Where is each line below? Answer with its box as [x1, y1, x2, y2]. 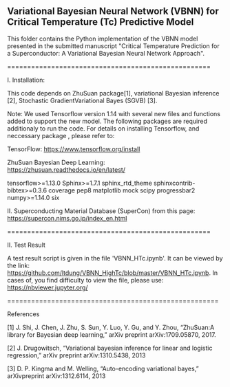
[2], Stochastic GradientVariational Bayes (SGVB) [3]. [7, 96, 158, 104]
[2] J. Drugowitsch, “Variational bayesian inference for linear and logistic [7, 344, 213, 352]
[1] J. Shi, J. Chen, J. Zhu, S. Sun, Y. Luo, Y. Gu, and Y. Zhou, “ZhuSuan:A [7, 323, 215, 331]
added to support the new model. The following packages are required [7, 117, 208, 125]
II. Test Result [7, 241, 46, 249]
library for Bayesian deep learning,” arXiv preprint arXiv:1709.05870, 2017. [7, 330, 217, 339]
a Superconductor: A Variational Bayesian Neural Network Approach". [7, 49, 205, 57]
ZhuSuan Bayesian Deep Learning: [7, 158, 105, 166]
